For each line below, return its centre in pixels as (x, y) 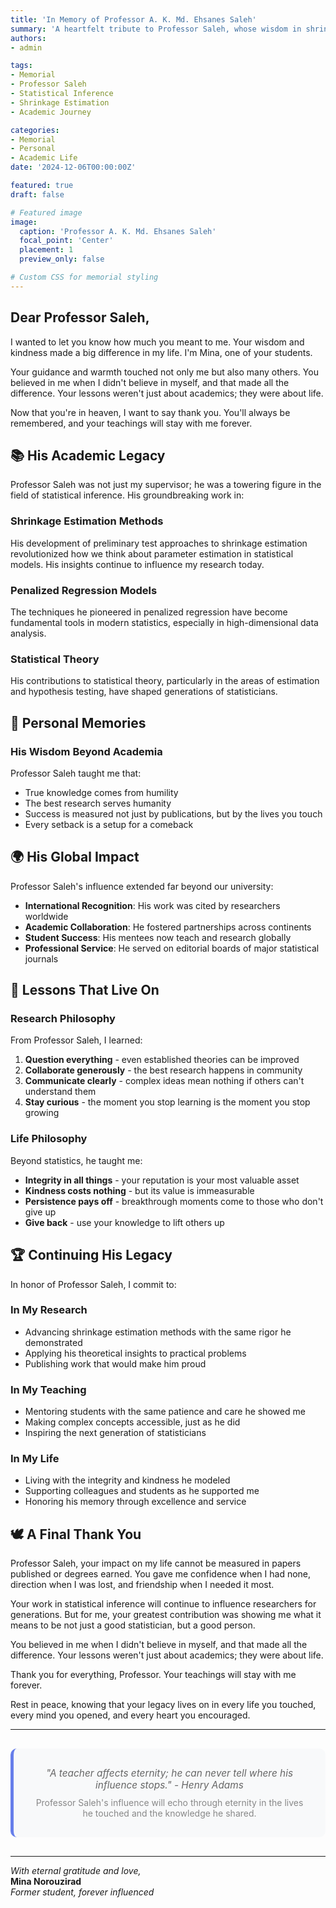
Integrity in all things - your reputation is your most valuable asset (162, 1180)
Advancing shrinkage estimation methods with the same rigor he (158, 1332)
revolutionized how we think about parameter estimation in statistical (152, 553)
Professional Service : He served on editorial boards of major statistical (172, 948)
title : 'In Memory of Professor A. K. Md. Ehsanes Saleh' (133, 19)
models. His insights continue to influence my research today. (137, 564)
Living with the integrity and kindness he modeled (127, 1480)
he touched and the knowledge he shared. (169, 1813)
